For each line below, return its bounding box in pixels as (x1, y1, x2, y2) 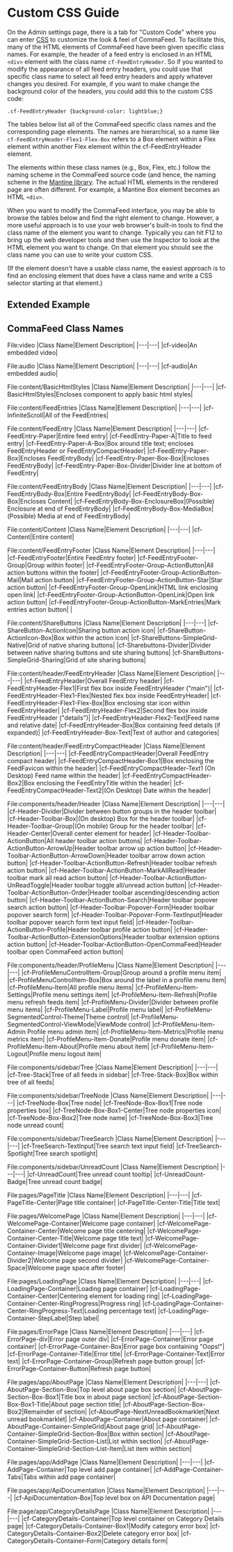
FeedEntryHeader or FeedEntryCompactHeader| (7, 447, 146, 455)
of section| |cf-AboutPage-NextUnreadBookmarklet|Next (56, 1407, 220, 1416)
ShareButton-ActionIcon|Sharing (7, 626, 101, 634)
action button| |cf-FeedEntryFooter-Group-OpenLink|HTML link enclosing (7, 583, 218, 592)
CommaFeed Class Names (7, 322, 124, 335)
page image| (86, 1249, 122, 1257)
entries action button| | (7, 605, 73, 614)
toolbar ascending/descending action (112, 888, 220, 897)
